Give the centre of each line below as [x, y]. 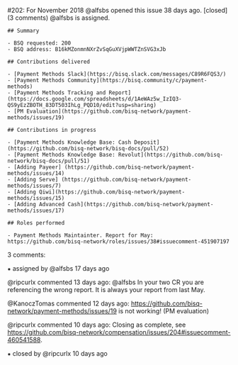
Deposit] [147, 142]
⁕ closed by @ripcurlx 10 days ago [57, 353]
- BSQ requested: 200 [39, 43]
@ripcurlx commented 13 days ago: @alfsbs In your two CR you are [106, 282]
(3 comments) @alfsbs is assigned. [59, 18]
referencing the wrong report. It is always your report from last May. [106, 290]
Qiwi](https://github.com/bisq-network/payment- [112, 192]
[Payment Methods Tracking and [60, 93]
